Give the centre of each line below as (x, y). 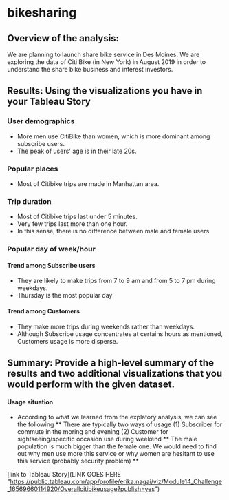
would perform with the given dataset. (91, 384)
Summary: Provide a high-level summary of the (111, 363)
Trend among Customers (44, 311)
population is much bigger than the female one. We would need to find (117, 446)
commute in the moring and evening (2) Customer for (92, 432)
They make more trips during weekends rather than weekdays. (106, 326)
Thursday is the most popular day (65, 295)
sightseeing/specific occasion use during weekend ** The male (107, 439)
